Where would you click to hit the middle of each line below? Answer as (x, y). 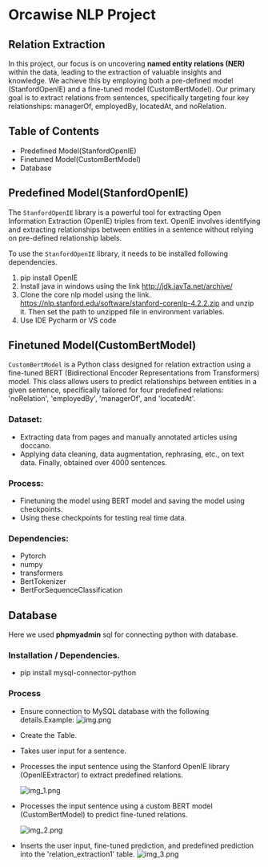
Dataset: (25, 419)
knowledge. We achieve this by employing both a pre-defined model (121, 81)
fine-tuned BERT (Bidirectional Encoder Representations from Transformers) (134, 373)
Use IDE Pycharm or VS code (68, 320)
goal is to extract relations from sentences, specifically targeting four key (129, 97)
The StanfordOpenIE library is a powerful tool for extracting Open (115, 212)
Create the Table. (48, 735)
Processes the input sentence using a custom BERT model (116, 806)
